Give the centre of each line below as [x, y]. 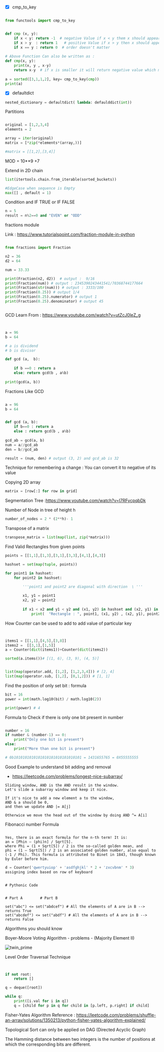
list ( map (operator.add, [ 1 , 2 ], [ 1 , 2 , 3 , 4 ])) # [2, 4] [60, 672]
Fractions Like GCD [24, 391]
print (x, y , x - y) [32, 66]
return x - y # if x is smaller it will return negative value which [85, 70]
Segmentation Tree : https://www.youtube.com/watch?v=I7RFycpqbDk [75, 501]
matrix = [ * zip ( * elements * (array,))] [43, 143]
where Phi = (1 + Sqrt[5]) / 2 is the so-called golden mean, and [74, 846]
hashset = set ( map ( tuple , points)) [41, 564]
